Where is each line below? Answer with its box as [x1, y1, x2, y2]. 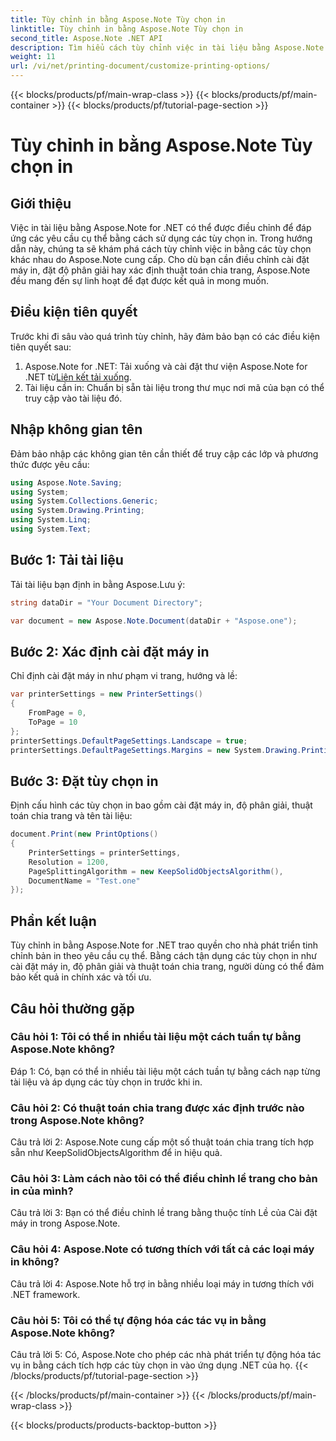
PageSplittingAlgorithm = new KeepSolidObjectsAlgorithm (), [28, 866, 284, 876]
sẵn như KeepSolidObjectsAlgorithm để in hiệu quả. [10, 1147, 223, 1159]
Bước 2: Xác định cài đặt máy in [10, 643, 210, 660]
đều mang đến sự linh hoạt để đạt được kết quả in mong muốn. [10, 275, 269, 286]
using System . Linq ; [10, 515, 92, 525]
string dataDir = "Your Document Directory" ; [10, 597, 203, 608]
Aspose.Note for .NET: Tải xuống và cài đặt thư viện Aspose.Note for [24, 360, 308, 372]
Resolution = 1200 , [28, 857, 110, 867]
